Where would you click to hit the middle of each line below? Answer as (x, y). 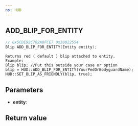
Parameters (24, 90)
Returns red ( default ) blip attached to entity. (60, 57)
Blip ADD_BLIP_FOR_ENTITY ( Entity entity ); (51, 47)
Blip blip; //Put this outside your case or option (61, 65)
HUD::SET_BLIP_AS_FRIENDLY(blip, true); (49, 74)
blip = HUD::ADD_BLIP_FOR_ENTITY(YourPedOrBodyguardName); (70, 70)
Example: (15, 61)
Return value (26, 118)
